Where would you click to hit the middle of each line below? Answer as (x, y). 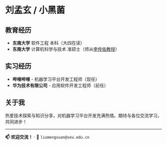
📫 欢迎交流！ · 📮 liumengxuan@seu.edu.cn (47, 137)
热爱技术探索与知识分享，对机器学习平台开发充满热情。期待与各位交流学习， (83, 115)
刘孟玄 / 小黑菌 (35, 10)
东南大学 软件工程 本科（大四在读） (48, 43)
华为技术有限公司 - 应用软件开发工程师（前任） (60, 85)
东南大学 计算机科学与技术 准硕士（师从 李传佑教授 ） (66, 49)
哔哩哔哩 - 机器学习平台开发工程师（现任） (56, 79)
